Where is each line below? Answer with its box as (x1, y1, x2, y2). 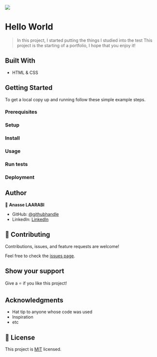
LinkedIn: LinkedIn (12, 216, 49, 222)
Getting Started (5, 84, 53, 92)
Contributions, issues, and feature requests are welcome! (5, 243, 120, 249)
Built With (5, 56, 35, 65)
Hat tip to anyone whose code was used (12, 309, 93, 315)
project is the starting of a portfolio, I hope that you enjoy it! (16, 42, 136, 48)
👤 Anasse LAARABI (5, 202, 45, 208)
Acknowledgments (5, 296, 64, 304)
